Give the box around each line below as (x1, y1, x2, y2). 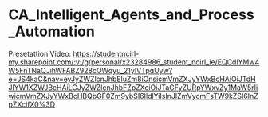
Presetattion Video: (8, 49, 72, 58)
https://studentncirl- (73, 49, 140, 58)
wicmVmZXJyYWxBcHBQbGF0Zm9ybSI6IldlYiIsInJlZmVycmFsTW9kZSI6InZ (8, 91, 259, 100)
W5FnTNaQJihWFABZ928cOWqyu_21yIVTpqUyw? (8, 65, 173, 75)
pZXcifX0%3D (8, 99, 56, 109)
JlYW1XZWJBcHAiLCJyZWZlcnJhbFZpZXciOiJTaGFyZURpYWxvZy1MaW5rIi (8, 82, 258, 92)
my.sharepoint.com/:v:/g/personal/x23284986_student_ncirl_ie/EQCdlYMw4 (8, 57, 260, 67)
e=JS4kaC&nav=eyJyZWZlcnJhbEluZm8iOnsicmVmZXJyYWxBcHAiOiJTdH (8, 74, 257, 84)
